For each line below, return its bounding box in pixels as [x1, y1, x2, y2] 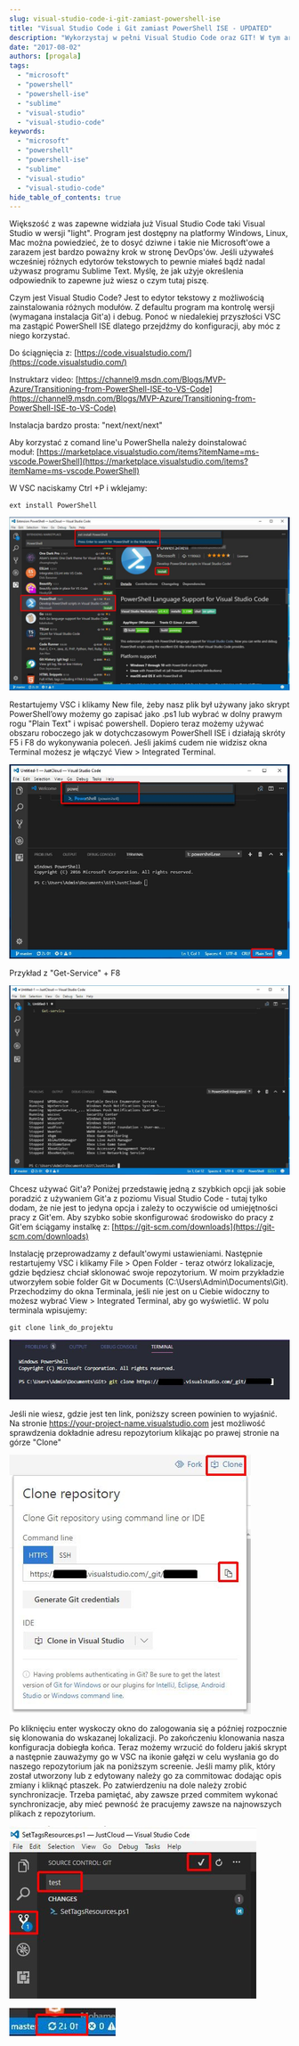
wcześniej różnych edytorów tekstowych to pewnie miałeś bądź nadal [9, 257, 265, 267]
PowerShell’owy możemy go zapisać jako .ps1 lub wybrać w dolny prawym [9, 709, 283, 720]
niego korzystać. [9, 330, 71, 341]
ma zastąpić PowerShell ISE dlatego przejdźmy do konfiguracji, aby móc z [9, 321, 281, 331]
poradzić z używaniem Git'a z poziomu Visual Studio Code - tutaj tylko [9, 1194, 268, 1204]
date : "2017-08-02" [9, 43, 82, 52]
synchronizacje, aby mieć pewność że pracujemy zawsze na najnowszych [9, 1798, 282, 1809]
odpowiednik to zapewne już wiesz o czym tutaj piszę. [9, 275, 209, 286]
